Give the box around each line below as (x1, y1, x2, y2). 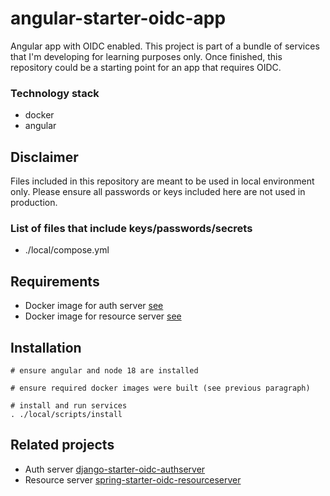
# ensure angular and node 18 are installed (10, 365, 199, 376)
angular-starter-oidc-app (10, 7, 227, 30)
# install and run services (10, 400, 128, 411)
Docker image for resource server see (24, 310, 182, 322)
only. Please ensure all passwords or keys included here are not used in (10, 186, 306, 198)
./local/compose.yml (24, 244, 110, 256)
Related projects (10, 437, 115, 454)
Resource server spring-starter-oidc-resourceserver (24, 473, 242, 486)
